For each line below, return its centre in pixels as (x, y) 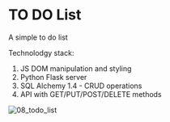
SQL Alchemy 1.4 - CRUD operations (81, 86)
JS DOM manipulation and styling (76, 68)
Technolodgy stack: (41, 53)
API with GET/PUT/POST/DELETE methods (91, 94)
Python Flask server (53, 77)
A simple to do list (38, 37)
